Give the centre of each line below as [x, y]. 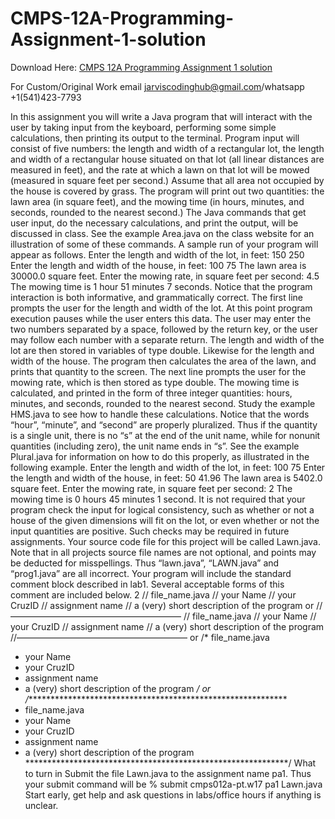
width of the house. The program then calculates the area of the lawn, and [163, 361]
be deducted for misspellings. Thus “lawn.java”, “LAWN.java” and [145, 563]
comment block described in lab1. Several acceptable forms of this [147, 584]
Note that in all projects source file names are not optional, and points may [163, 552]
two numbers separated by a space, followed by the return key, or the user [164, 329]
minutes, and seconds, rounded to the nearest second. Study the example [163, 403]
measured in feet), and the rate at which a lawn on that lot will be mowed [160, 169]
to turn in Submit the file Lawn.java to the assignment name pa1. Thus [168, 773]
